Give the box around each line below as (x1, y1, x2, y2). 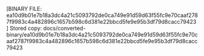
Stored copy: (10, 24, 43, 32)
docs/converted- (43, 24, 86, 32)
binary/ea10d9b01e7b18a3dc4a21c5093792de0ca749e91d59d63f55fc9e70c (6, 31, 198, 38)
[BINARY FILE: (6, 5, 42, 12)
